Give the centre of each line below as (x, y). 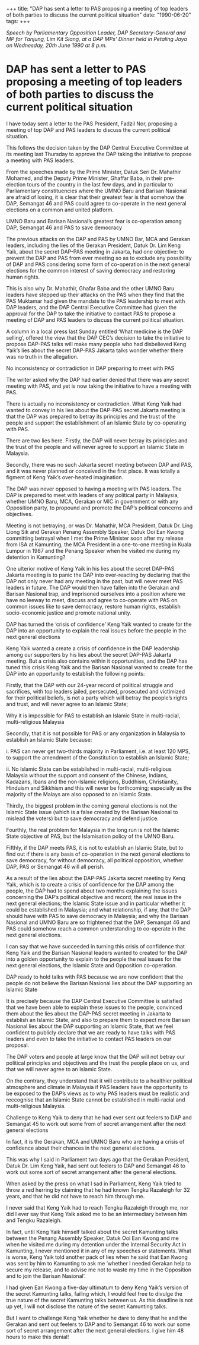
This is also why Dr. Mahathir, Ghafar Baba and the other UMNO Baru (90, 288)
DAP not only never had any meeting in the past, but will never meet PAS (94, 581)
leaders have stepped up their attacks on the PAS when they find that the (95, 295)
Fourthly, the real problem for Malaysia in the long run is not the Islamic (93, 830)
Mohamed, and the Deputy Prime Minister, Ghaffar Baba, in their (84, 178)
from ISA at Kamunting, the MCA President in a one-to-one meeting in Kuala (99, 544)
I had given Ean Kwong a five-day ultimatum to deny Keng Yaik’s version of (97, 1287)
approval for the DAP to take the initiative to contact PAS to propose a (91, 314)
